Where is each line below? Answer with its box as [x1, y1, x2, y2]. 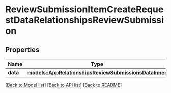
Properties [5, 45, 40, 54]
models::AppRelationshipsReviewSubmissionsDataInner [27, 69, 167, 76]
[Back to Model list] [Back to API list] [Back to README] [5, 82, 122, 88]
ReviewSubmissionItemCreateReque [5, 4, 164, 15]
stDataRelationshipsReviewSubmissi [5, 14, 164, 26]
